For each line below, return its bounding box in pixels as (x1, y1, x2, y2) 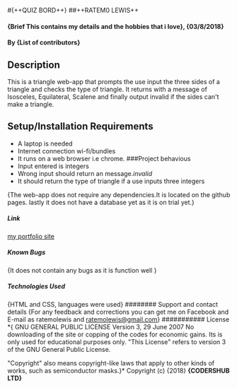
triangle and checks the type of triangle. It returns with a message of (7, 85, 207, 93)
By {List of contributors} (7, 38, 81, 47)
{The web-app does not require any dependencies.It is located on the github (7, 190, 231, 199)
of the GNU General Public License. (7, 345, 111, 353)
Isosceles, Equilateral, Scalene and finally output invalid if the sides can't (7, 93, 219, 101)
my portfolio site (7, 232, 55, 240)
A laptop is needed (17, 139, 73, 148)
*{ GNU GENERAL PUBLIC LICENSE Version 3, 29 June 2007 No (7, 322, 195, 331)
